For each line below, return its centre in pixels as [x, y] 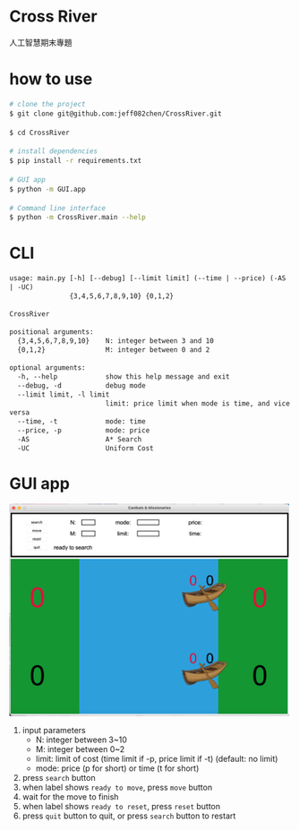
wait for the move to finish [70, 796]
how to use [51, 79]
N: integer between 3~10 [81, 740]
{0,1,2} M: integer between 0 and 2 [114, 350]
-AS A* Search [80, 440]
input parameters [54, 730]
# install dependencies [54, 151]
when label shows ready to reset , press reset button [121, 806]
